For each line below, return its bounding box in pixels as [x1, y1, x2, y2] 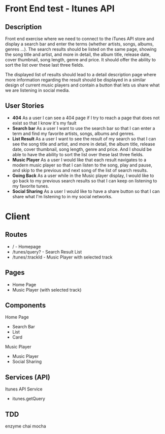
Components [5, 301, 46, 309]
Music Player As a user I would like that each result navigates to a [12, 157, 146, 163]
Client [5, 211, 31, 222]
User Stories [5, 102, 44, 110]
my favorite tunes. [12, 183, 49, 189]
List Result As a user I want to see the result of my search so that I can [12, 135, 156, 141]
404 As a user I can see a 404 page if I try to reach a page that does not [12, 115, 160, 121]
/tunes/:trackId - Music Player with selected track [12, 254, 113, 260]
